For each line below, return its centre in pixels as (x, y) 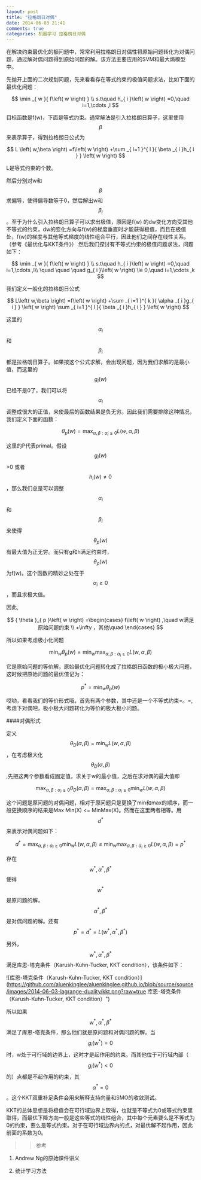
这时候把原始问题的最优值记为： (45, 674)
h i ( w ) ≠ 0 (100, 477)
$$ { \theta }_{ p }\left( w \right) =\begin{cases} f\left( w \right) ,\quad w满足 (100, 620)
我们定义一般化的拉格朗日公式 (43, 288)
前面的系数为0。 (26, 1133)
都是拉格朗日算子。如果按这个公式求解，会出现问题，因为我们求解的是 (93, 362)
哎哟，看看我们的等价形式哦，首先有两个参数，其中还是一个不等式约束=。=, (100, 701)
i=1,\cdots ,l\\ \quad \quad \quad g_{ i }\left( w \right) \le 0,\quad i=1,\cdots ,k (100, 270)
